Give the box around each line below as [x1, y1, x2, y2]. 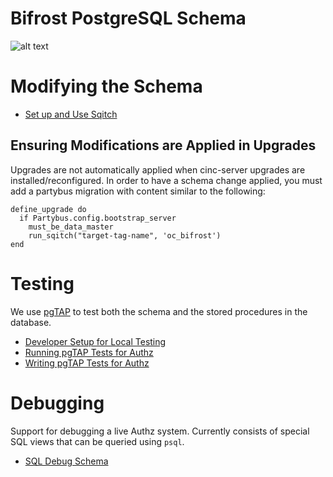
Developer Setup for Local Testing [24, 335, 167, 347]
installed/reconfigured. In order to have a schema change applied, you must [10, 174, 323, 186]
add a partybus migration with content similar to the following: [10, 185, 266, 197]
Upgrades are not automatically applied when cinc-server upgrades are [10, 163, 306, 176]
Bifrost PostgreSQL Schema [10, 7, 247, 30]
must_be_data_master [28, 222, 114, 232]
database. [10, 316, 52, 328]
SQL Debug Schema [24, 455, 109, 467]
